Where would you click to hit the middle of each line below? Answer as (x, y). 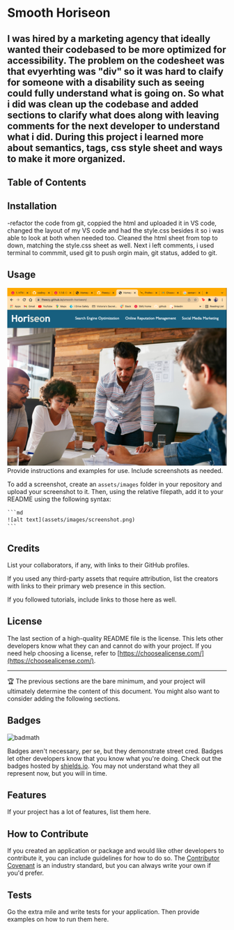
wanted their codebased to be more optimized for (117, 49)
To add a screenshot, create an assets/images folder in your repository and (115, 484)
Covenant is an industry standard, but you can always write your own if (109, 866)
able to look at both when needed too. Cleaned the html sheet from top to (112, 238)
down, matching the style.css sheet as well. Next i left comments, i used (111, 245)
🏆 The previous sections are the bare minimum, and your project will (106, 681)
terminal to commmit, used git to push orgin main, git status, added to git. (112, 252)
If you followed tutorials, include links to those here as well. (92, 600)
